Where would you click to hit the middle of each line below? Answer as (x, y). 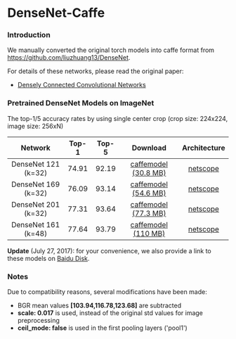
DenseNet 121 (36, 164)
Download (149, 148)
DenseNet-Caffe (56, 13)
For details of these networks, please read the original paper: (96, 71)
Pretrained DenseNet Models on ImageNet (81, 103)
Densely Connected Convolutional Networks (81, 85)
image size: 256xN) (35, 126)
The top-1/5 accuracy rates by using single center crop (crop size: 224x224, (118, 118)
